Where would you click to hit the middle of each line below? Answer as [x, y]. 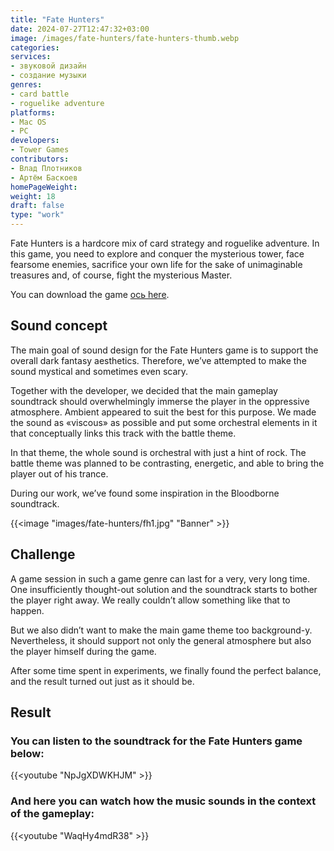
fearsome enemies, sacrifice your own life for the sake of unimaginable [156, 264]
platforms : [33, 112]
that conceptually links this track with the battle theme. [123, 433]
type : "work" [37, 215]
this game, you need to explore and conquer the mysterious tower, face [157, 254]
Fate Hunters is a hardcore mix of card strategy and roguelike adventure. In [165, 243]
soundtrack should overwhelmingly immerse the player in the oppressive [160, 401]
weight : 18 [33, 196]
